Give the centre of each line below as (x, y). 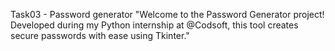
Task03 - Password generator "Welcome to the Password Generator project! (167, 14)
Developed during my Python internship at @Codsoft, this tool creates (154, 25)
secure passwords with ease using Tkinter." (100, 35)
